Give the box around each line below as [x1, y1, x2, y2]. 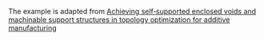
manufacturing [8, 24, 58, 32]
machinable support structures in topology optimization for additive [8, 15, 230, 24]
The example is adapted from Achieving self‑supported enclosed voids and [8, 7, 257, 16]
